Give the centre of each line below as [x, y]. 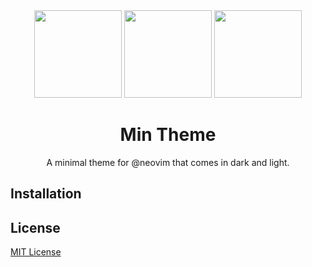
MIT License [36, 252]
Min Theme [168, 135]
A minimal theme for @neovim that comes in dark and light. [168, 162]
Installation [46, 194]
